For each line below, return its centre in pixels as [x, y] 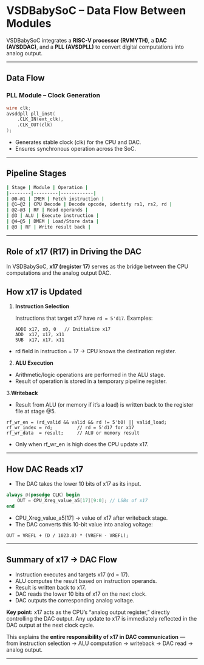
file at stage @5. [36, 412]
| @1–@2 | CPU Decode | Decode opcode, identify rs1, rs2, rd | [89, 204]
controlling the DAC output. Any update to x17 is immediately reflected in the [102, 618]
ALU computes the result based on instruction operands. [86, 581]
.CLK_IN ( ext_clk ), [40, 119]
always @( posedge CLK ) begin [43, 495]
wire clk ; [19, 108]
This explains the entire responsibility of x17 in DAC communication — [96, 636]
